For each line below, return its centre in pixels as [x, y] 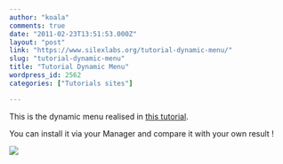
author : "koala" [39, 17]
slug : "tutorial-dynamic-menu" [67, 59]
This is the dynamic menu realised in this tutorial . [99, 116]
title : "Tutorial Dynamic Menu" [69, 67]
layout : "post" [37, 42]
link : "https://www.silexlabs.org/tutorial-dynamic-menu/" [121, 51]
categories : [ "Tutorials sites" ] [71, 83]
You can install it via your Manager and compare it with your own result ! [141, 133]
